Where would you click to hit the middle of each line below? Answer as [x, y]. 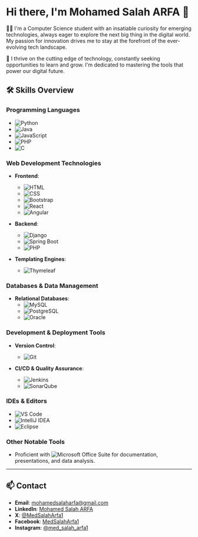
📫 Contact [27, 485]
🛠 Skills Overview [40, 90]
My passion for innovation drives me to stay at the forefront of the [86, 41]
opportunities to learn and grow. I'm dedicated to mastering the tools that [95, 65]
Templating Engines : [40, 259]
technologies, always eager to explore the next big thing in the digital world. [98, 34]
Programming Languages [43, 110]
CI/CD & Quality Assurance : [49, 368]
